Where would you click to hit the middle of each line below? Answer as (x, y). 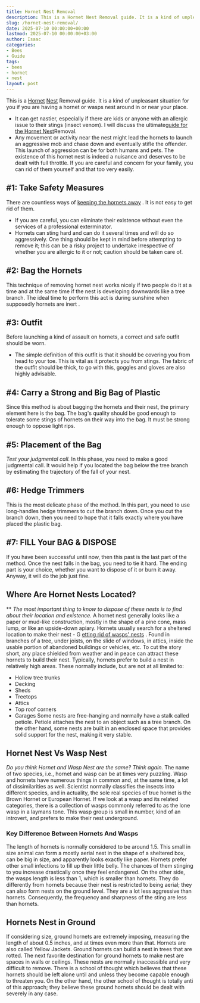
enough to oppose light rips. (41, 426)
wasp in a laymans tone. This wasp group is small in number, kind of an (93, 812)
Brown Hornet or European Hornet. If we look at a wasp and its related (92, 799)
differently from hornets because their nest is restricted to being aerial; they (99, 884)
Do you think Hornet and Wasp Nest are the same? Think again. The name (98, 768)
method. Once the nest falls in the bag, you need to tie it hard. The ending (97, 563)
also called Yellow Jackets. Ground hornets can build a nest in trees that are (99, 949)
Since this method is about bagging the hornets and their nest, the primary (98, 407)
